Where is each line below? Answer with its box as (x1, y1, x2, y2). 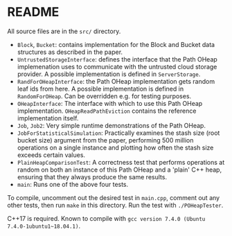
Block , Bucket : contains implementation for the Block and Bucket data (17, 40, 215, 48)
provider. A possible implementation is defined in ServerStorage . (17, 70, 201, 78)
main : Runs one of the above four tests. (17, 180, 129, 188)
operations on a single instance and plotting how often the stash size (17, 143, 214, 152)
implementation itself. (17, 114, 79, 122)
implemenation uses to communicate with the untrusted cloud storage (17, 62, 217, 71)
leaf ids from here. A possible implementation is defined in (17, 84, 184, 93)
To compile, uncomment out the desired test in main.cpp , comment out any (7, 193, 220, 201)
